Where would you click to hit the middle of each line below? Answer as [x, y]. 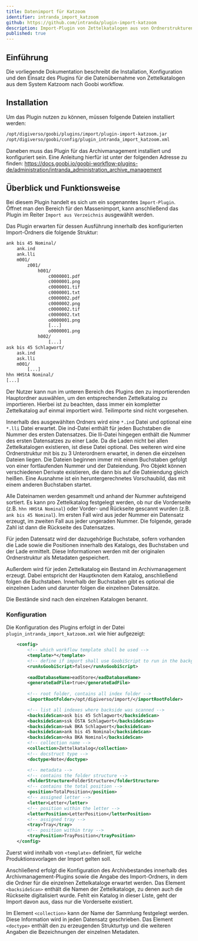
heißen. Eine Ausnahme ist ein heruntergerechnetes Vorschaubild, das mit [96, 478]
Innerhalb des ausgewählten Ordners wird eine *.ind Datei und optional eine [99, 422]
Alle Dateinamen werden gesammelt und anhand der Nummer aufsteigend [96, 496]
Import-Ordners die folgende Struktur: [52, 232]
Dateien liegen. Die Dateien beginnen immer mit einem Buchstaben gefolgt [97, 460]
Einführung [27, 58]
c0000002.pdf [64, 299]
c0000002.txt [64, 314]
